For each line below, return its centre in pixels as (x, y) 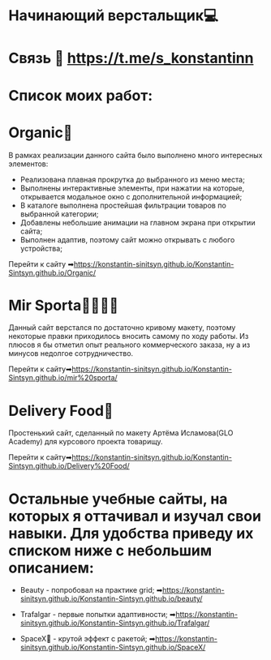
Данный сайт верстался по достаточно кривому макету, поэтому (122, 328)
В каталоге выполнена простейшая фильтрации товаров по (123, 205)
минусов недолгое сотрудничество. (71, 354)
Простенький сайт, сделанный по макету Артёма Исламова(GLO (121, 433)
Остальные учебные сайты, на (118, 499)
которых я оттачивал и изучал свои (135, 516)
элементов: (28, 164)
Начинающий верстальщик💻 (114, 16)
